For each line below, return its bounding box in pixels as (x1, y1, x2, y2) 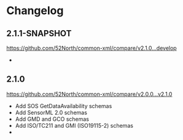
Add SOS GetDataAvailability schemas (15, 102, 112, 109)
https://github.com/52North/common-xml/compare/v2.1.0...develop (6, 44, 177, 52)
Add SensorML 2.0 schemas (15, 109, 88, 116)
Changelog (6, 4, 64, 18)
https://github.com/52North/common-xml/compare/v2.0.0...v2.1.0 (6, 90, 173, 98)
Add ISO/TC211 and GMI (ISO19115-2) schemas (15, 122, 134, 129)
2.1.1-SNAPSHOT (6, 28, 72, 39)
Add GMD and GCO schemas (15, 115, 89, 123)
